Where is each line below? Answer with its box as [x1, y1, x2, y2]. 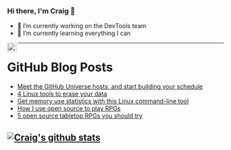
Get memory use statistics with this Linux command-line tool [16, 97, 189, 105]
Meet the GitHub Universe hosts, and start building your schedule [16, 83, 203, 91]
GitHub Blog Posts [7, 60, 113, 75]
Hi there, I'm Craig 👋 [7, 6, 76, 16]
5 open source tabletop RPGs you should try [16, 111, 143, 120]
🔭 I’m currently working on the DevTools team [16, 22, 146, 30]
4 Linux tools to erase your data [16, 89, 108, 98]
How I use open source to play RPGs [16, 105, 121, 113]
